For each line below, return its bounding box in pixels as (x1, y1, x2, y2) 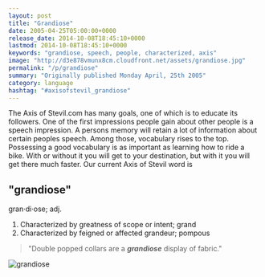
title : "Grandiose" (8, 19, 74, 27)
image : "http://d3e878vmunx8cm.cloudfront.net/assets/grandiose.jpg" (8, 57, 247, 65)
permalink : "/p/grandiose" (8, 64, 99, 72)
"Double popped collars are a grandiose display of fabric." (27, 244, 222, 254)
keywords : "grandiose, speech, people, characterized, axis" (8, 49, 218, 57)
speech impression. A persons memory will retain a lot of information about (8, 125, 258, 135)
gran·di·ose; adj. (8, 204, 62, 214)
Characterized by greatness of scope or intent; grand (19, 220, 197, 230)
